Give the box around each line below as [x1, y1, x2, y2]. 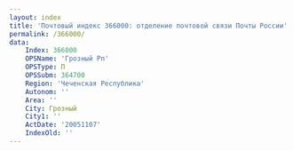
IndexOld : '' [25, 129, 74, 138]
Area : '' [25, 95, 58, 105]
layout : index [9, 12, 62, 22]
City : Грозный [25, 104, 77, 113]
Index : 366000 [25, 46, 77, 55]
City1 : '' [25, 112, 62, 121]
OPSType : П [25, 63, 66, 72]
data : [9, 37, 29, 47]
